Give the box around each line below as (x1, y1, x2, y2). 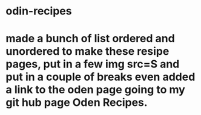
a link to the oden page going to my (5, 83, 185, 97)
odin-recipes (5, 4, 72, 18)
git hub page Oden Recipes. (5, 96, 148, 110)
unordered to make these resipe (5, 45, 170, 58)
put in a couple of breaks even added (5, 70, 196, 84)
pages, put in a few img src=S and (5, 57, 180, 71)
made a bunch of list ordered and (5, 32, 175, 46)
